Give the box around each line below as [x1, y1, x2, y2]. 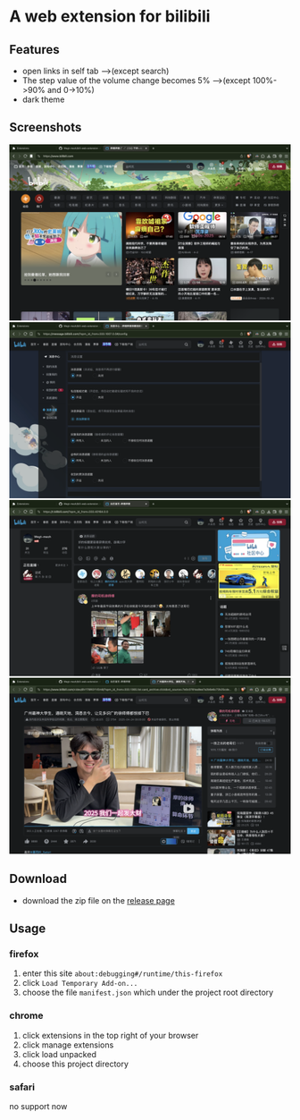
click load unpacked [21, 1048, 96, 1059]
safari [9, 1081, 36, 1093]
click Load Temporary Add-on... [21, 978, 138, 988]
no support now [9, 1100, 68, 1111]
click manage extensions [21, 1039, 114, 1050]
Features [9, 42, 60, 57]
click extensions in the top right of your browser [21, 1030, 199, 1040]
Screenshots [9, 120, 82, 135]
